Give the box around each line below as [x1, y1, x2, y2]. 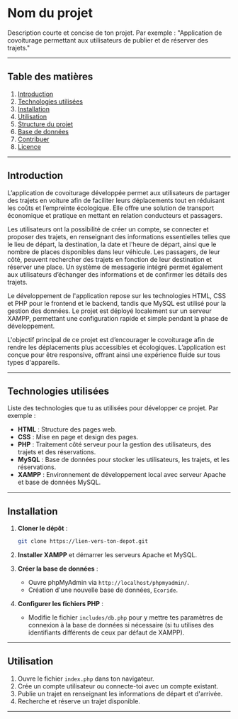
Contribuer [17, 135, 50, 143]
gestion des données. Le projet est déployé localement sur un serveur [7, 307, 212, 315]
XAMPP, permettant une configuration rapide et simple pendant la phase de [7, 314, 229, 322]
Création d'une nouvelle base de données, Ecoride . [28, 586, 178, 594]
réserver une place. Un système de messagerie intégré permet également [7, 263, 223, 271]
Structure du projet [17, 119, 73, 128]
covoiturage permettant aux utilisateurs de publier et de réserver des [7, 35, 209, 44]
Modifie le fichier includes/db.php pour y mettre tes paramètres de [28, 613, 223, 622]
